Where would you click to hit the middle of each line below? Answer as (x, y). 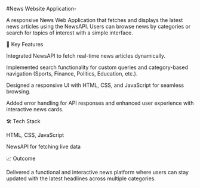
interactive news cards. (35, 109)
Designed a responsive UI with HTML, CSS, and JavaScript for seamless (95, 85)
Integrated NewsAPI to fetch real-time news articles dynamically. (86, 56)
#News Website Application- (41, 9)
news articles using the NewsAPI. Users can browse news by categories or (99, 26)
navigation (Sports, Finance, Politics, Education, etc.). (72, 73)
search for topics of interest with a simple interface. (70, 33)
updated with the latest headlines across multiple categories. (81, 178)
